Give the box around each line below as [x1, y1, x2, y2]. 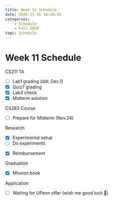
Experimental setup [12, 134, 52, 140]
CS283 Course [5, 105, 36, 111]
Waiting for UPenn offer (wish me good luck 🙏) [12, 189, 108, 195]
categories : [5, 16, 30, 21]
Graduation [5, 160, 28, 166]
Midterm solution [12, 95, 47, 101]
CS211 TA [5, 68, 24, 74]
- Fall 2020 [14, 26, 39, 31]
